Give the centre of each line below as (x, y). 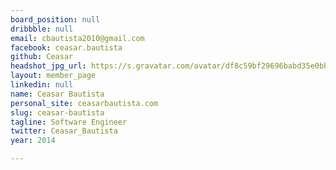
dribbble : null (42, 29)
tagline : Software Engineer (69, 122)
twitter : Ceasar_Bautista (64, 131)
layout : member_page (53, 76)
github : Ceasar (42, 57)
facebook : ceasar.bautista (66, 47)
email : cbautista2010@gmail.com (77, 38)
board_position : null (55, 19)
